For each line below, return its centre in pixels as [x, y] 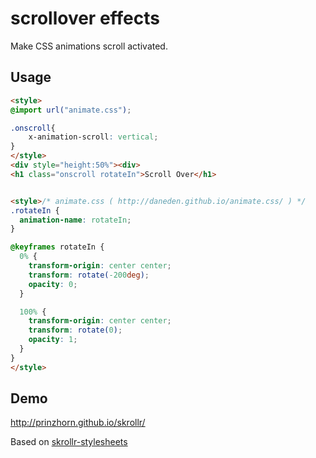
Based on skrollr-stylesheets [69, 442]
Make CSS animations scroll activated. [89, 46]
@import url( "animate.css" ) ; [71, 110]
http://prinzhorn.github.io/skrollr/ [78, 423]
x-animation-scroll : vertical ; [93, 137]
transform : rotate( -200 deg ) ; [89, 275]
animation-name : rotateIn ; [75, 220]
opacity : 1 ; [53, 340]
